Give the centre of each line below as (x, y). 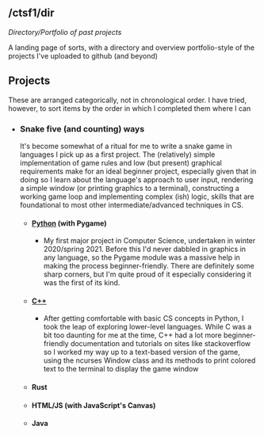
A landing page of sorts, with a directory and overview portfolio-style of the (132, 48)
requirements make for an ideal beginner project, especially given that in (138, 171)
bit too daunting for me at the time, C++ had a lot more (132, 335)
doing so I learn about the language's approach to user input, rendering (136, 179)
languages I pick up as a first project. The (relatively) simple (117, 154)
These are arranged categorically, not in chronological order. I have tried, (128, 100)
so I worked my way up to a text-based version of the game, (142, 352)
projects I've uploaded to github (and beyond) (83, 55)
